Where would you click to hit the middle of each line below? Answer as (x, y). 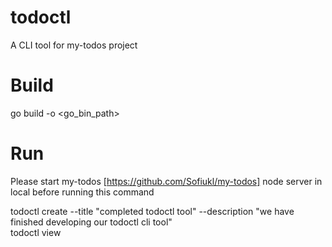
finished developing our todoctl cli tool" (91, 222)
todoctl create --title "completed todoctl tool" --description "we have (152, 211)
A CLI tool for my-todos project (74, 45)
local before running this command (82, 192)
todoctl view (36, 232)
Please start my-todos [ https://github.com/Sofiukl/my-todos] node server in (166, 181)
